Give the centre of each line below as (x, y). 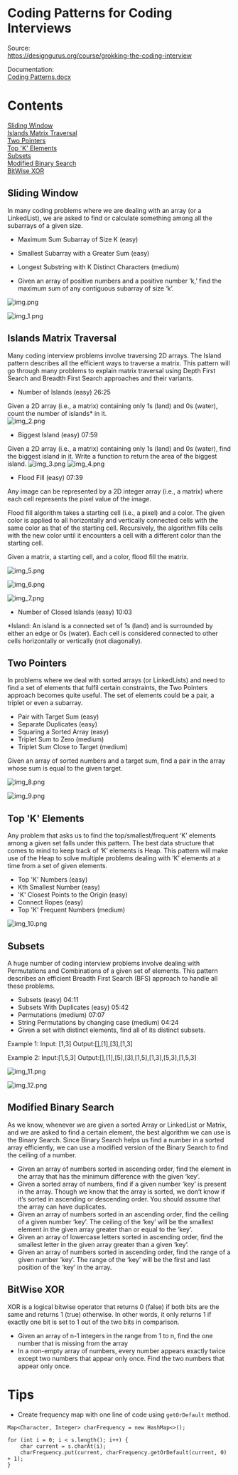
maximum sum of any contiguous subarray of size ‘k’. (96, 288)
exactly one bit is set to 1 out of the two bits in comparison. (93, 1322)
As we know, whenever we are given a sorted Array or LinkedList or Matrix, (117, 1125)
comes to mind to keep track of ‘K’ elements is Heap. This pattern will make (118, 851)
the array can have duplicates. (62, 1206)
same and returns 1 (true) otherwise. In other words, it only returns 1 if (109, 1314)
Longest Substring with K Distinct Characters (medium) (98, 267)
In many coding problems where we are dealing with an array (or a (104, 210)
